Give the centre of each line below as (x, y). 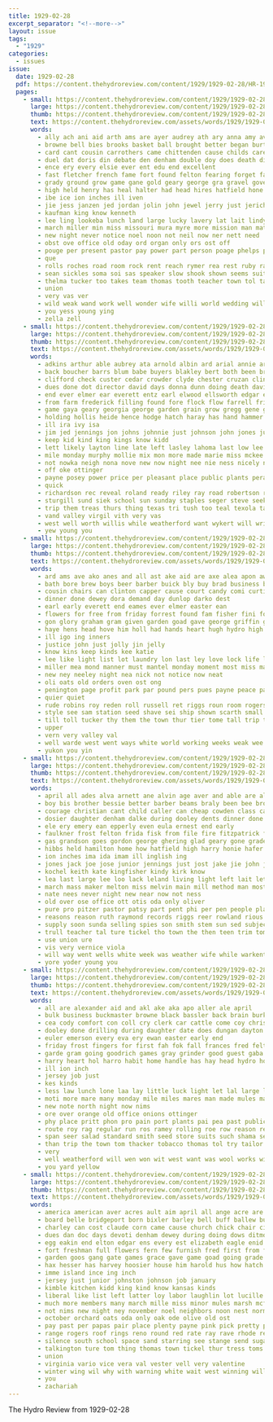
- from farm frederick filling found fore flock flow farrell (145, 402)
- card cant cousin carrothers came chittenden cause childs (143, 152)
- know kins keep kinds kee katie (96, 652)
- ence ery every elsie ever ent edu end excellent (127, 168)
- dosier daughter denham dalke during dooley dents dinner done (151, 819)
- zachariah (58, 1387)
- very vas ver (63, 296)
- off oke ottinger (71, 470)
